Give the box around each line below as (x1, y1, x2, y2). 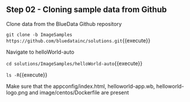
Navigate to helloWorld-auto (6, 48, 75, 55)
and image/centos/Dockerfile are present (29, 88, 129, 96)
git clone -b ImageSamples (6, 32, 73, 38)
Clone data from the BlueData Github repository (6, 20, 122, 27)
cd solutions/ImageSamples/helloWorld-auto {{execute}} (6, 60, 143, 67)
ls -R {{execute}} (6, 71, 48, 78)
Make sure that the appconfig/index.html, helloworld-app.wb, (6, 83, 155, 90)
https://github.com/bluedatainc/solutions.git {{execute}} (6, 37, 150, 44)
